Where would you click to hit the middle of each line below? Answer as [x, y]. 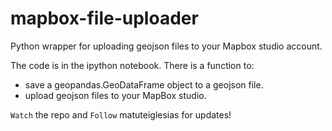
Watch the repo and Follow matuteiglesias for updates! [121, 114]
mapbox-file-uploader [104, 18]
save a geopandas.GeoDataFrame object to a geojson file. [144, 84]
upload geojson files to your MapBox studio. [115, 95]
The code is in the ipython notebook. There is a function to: [132, 65]
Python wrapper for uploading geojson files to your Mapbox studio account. [166, 46]
